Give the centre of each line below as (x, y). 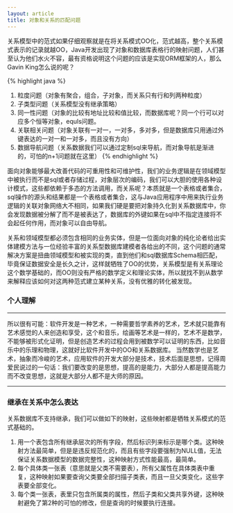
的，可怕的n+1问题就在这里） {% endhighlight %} (88, 156)
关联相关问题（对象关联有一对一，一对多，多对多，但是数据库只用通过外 (120, 130)
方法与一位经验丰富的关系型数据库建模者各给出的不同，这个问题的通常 (126, 246)
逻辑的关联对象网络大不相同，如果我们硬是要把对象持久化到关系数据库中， (113, 205)
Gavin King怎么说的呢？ (41, 67)
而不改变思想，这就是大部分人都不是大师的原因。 (77, 375)
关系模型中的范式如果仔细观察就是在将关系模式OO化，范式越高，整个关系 (112, 41)
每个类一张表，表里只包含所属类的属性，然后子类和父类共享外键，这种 (118, 494)
